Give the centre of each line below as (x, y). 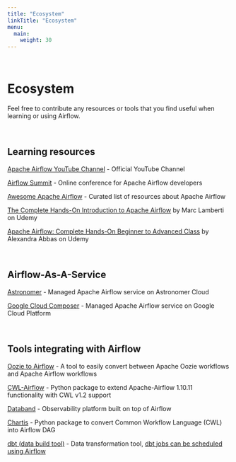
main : (22, 34)
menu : (15, 27)
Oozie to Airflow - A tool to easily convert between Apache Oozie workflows (118, 366)
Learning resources (51, 152)
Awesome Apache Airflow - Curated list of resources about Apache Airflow (117, 196)
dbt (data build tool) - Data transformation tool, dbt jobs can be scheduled (115, 444)
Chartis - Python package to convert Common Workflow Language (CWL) (115, 422)
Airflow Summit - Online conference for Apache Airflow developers (105, 183)
